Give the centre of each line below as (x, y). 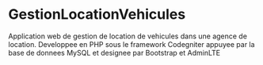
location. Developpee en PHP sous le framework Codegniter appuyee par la (131, 44)
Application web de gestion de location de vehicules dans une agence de (128, 36)
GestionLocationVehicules (97, 14)
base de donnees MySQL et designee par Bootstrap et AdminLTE (114, 52)
